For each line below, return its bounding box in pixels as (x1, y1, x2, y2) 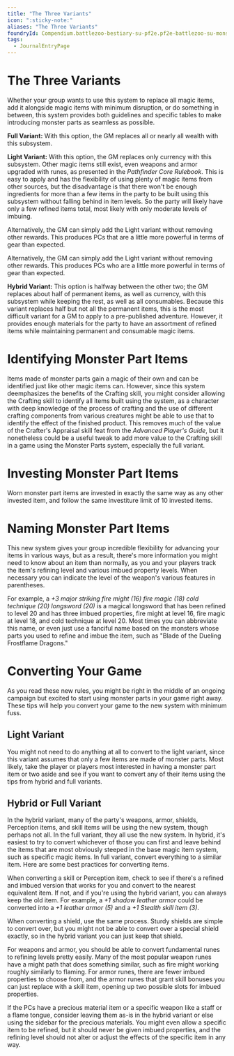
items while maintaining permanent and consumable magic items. (7, 326, 195, 335)
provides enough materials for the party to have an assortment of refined (7, 319, 217, 328)
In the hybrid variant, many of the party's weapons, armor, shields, (7, 816, 198, 824)
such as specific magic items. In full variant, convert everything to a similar (7, 853, 222, 861)
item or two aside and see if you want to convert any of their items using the (7, 770, 226, 778)
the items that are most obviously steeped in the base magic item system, (7, 846, 219, 854)
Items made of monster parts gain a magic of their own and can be (7, 374, 198, 383)
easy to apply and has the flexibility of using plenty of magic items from (7, 175, 212, 183)
